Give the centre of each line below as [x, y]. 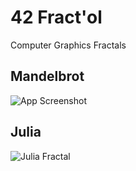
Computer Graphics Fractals [68, 45]
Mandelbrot [47, 76]
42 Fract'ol [56, 17]
